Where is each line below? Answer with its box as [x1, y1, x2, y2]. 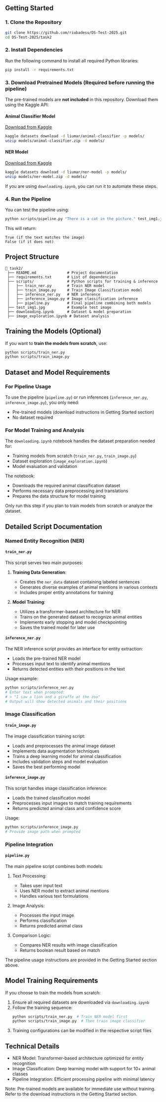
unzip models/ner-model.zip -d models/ [5, 174, 87, 179]
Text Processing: [12, 872, 47, 879]
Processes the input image [19, 912, 74, 918]
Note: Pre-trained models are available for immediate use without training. [5, 1086, 156, 1092]
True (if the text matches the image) [5, 235, 85, 240]
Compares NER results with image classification [19, 942, 118, 948]
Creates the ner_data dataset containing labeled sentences [19, 579, 140, 584]
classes [12, 1071, 28, 1077]
